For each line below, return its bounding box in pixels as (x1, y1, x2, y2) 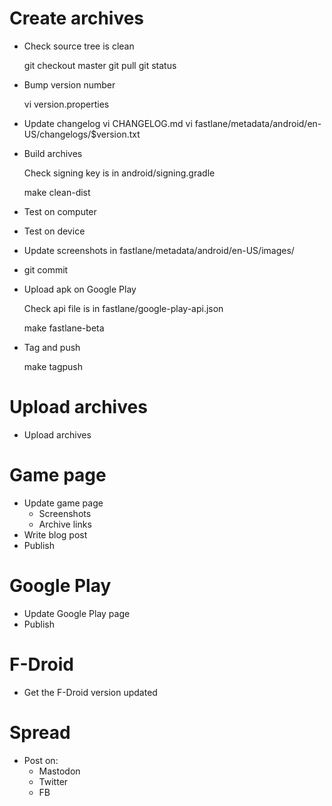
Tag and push (23, 341, 81, 353)
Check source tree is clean (23, 40, 135, 52)
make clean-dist (23, 186, 91, 198)
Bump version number (23, 78, 116, 91)
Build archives (23, 147, 83, 159)
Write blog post (23, 528, 88, 541)
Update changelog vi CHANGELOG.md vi (23, 117, 193, 129)
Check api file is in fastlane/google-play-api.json (23, 302, 224, 314)
